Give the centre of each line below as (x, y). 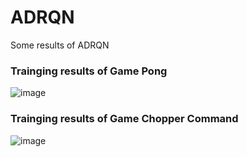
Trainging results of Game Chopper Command (124, 119)
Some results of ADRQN (60, 45)
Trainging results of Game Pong (89, 71)
